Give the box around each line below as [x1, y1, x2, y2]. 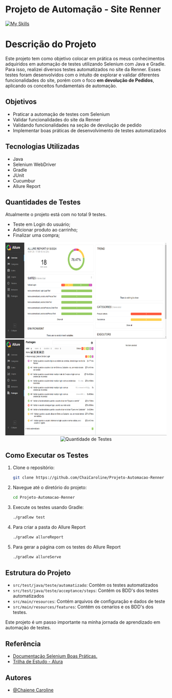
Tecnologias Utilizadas [5, 142, 80, 151]
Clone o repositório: [12, 464, 55, 471]
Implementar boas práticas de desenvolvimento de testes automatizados [12, 127, 166, 134]
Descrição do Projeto [5, 38, 96, 50]
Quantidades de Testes [5, 198, 81, 206]
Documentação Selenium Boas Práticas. [12, 653, 98, 659]
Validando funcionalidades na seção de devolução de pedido [12, 122, 142, 128]
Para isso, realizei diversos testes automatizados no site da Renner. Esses [5, 66, 161, 72]
